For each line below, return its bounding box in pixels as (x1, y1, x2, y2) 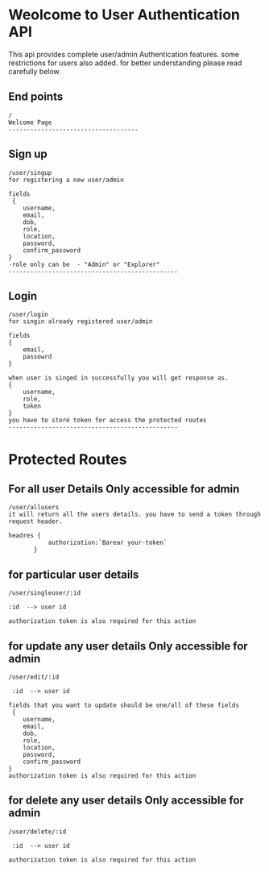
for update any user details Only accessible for (8, 639, 248, 653)
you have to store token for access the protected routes (8, 417, 207, 425)
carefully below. (8, 66, 62, 76)
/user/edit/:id (8, 673, 60, 681)
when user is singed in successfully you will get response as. (8, 374, 229, 382)
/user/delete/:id (8, 828, 67, 836)
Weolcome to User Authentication (8, 6, 240, 24)
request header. (8, 517, 63, 525)
